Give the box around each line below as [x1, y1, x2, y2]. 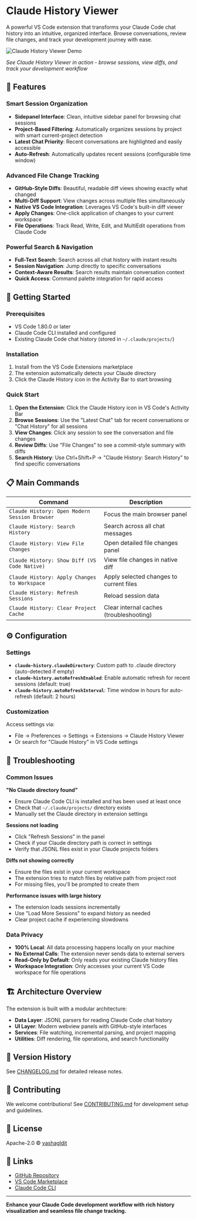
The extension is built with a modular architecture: [6, 1005, 127, 1012]
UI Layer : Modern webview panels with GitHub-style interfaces [14, 1023, 167, 1030]
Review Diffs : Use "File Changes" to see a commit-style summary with [14, 442, 186, 449]
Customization [6, 707, 49, 716]
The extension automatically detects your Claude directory [14, 370, 157, 377]
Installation [6, 350, 39, 358]
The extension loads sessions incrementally [14, 903, 121, 911]
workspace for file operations [14, 969, 86, 976]
